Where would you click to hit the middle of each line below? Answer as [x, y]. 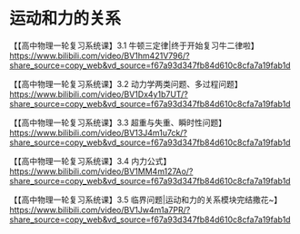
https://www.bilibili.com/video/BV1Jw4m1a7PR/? [100, 210]
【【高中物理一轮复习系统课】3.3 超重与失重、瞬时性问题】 [118, 122]
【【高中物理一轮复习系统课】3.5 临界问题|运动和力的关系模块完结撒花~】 [146, 200]
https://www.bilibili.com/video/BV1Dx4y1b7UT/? [99, 94]
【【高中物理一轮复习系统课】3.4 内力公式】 [90, 161]
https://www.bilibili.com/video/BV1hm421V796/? [100, 55]
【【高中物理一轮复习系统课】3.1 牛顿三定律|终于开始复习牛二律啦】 [134, 45]
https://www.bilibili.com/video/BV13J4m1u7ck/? [99, 132]
